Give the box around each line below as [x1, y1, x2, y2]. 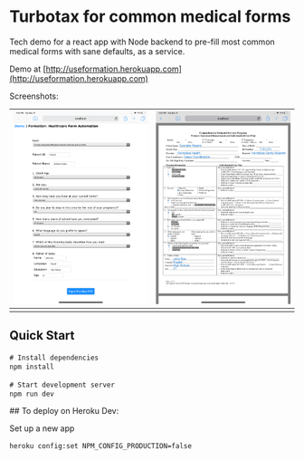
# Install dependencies [9, 353, 100, 362]
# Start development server [9, 380, 116, 389]
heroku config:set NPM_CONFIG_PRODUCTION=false [9, 441, 193, 450]
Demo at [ [9, 63, 47, 74]
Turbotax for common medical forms [9, 6, 291, 27]
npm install [9, 362, 54, 371]
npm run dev [9, 389, 54, 398]
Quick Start [9, 328, 75, 343]
